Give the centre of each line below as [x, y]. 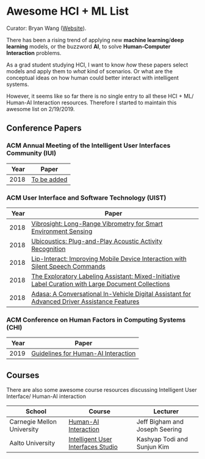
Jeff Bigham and [160, 422]
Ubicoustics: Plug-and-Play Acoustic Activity [97, 241]
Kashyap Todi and [162, 439]
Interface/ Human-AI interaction [46, 396]
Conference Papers [44, 128]
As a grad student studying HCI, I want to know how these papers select [97, 65]
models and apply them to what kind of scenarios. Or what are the [89, 71]
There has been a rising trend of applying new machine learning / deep [95, 40]
